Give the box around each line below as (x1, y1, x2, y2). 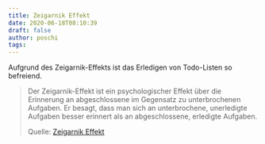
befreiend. (8, 71, 42, 81)
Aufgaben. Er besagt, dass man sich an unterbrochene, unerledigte (27, 104, 248, 113)
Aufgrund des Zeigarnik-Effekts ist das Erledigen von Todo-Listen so (8, 63, 232, 72)
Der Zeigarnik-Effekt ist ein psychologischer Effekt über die (27, 86, 222, 96)
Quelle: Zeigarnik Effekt (27, 127, 105, 137)
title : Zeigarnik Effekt (8, 11, 90, 20)
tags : (8, 41, 26, 49)
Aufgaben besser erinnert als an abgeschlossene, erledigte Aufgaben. (27, 112, 258, 121)
